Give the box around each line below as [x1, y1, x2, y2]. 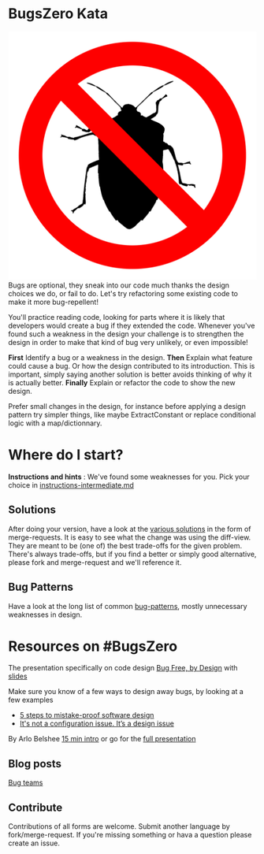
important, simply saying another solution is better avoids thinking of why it [8, 369, 252, 379]
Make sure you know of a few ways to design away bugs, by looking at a [8, 687, 244, 696]
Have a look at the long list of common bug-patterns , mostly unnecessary [8, 601, 247, 611]
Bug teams [8, 778, 43, 788]
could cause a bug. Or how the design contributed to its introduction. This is [8, 361, 255, 370]
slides [8, 671, 28, 681]
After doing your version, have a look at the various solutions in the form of [8, 524, 251, 533]
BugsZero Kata [8, 5, 109, 23]
